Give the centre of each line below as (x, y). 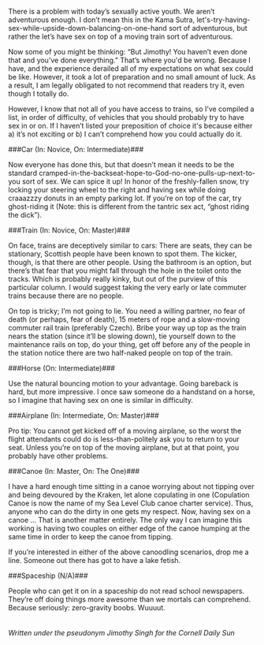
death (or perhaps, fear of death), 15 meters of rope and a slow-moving (124, 319)
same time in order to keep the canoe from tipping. (91, 537)
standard (23, 173)
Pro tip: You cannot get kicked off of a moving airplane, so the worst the (125, 431)
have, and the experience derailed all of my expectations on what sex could (131, 69)
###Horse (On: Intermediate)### (62, 368)
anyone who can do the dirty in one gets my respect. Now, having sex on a (129, 511)
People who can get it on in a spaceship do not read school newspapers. (126, 591)
